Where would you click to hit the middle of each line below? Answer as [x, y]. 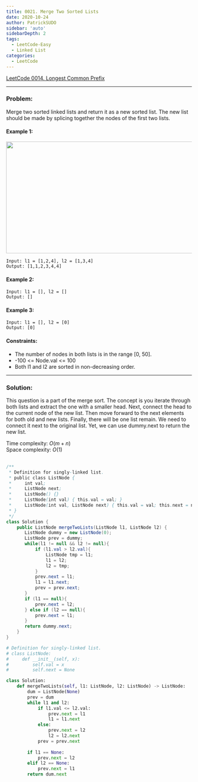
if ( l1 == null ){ [46, 598]
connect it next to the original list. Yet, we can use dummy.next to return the [98, 425]
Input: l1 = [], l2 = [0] [38, 323]
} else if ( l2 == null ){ [55, 610]
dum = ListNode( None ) [54, 692]
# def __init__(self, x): [43, 659]
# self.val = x [35, 664]
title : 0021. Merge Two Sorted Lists [52, 12]
